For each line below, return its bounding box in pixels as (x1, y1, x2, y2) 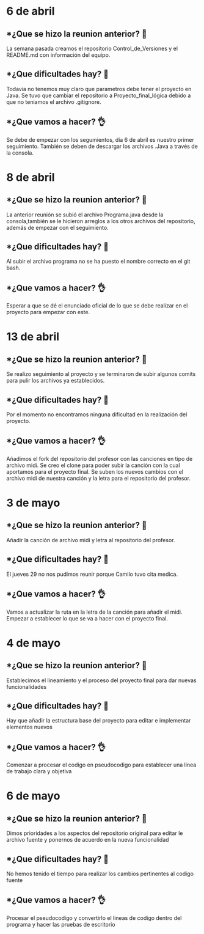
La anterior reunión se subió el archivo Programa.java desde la (6, 211, 164, 218)
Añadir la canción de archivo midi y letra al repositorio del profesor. (6, 536, 175, 543)
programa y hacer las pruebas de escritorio (6, 921, 115, 928)
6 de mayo (6, 789, 60, 803)
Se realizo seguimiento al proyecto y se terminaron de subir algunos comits (6, 370, 196, 378)
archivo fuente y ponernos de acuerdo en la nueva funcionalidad (6, 836, 169, 844)
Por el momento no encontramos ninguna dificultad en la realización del (6, 411, 188, 418)
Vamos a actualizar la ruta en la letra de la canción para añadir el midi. (6, 608, 183, 616)
